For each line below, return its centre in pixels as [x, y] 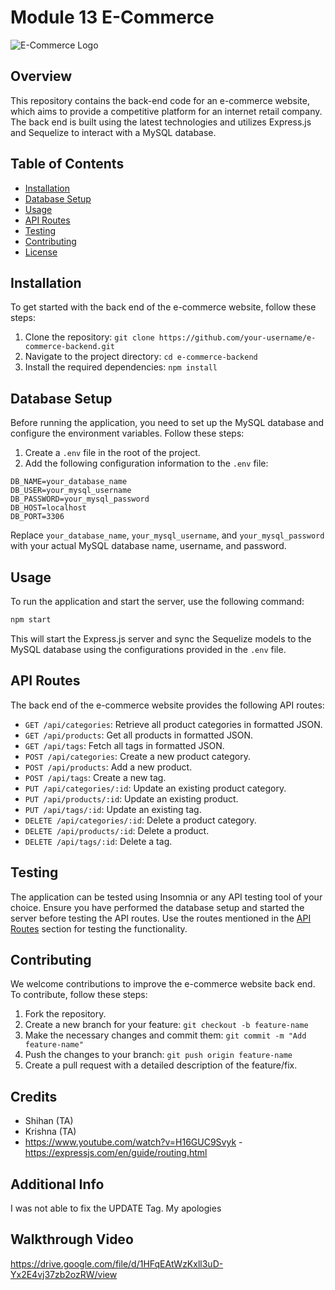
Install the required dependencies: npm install [121, 367]
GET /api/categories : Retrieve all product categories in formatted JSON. [173, 724]
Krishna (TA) [50, 1132]
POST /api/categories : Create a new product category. [138, 756]
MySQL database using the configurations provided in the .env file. [148, 649]
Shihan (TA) [49, 1121]
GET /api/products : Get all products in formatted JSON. [139, 735]
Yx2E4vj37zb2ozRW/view [64, 1274]
